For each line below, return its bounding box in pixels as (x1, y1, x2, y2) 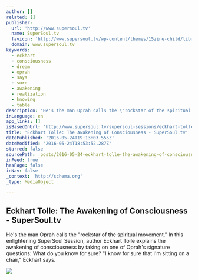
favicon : (11, 36, 33, 42)
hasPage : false (6, 162, 44, 168)
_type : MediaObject (6, 179, 54, 185)
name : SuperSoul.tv (11, 31, 60, 37)
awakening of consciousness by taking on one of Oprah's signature (6, 243, 170, 250)
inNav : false (6, 168, 38, 174)
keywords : (6, 47, 31, 53)
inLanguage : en (6, 113, 44, 119)
